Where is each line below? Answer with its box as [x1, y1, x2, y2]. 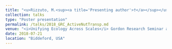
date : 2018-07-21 [5, 31, 42, 36]
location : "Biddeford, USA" [5, 36, 66, 41]
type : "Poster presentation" [5, 17, 68, 22]
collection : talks [5, 12, 45, 17]
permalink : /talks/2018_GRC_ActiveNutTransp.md [5, 21, 109, 27]
